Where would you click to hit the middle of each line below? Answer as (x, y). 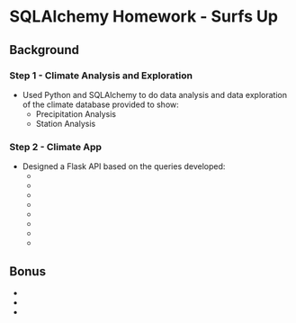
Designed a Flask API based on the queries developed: (124, 166)
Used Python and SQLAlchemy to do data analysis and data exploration (155, 94)
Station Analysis (66, 123)
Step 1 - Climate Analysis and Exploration (101, 76)
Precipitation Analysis (76, 113)
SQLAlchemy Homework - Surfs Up (144, 17)
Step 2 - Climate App (55, 147)
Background (44, 50)
